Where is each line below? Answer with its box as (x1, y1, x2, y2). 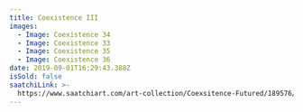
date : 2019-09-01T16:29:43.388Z (9, 64, 131, 73)
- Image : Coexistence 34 (17, 30, 111, 39)
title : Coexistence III (9, 13, 99, 23)
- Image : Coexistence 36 (17, 55, 111, 64)
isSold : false (9, 72, 63, 81)
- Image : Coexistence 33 (17, 38, 111, 48)
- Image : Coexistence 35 (17, 47, 111, 56)
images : (9, 22, 39, 31)
